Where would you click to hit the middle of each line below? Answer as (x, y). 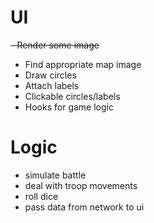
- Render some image (55, 45)
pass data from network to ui (84, 207)
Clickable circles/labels (72, 96)
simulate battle (55, 175)
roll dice (41, 196)
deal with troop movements (81, 185)
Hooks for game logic (69, 107)
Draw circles (50, 75)
